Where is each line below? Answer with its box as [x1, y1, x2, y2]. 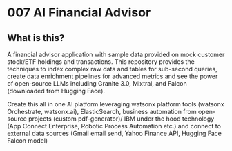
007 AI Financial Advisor [7, 5, 151, 21]
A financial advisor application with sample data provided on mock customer [7, 50, 225, 58]
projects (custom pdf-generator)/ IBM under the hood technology [28, 115, 215, 123]
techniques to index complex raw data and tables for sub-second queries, [7, 65, 217, 73]
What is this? [7, 32, 65, 44]
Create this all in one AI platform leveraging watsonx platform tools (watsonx [7, 100, 224, 108]
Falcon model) [7, 137, 48, 145]
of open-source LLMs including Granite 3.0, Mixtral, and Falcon [7, 80, 188, 87]
